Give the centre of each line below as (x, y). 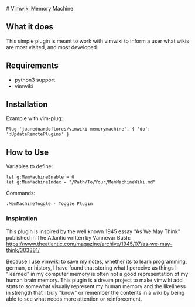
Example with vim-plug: (35, 118)
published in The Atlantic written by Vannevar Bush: (68, 237)
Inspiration (22, 219)
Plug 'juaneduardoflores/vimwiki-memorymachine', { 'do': (78, 129)
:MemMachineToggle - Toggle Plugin (49, 204)
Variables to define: (30, 166)
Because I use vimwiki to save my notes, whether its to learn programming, (97, 261)
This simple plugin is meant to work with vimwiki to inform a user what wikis (97, 41)
